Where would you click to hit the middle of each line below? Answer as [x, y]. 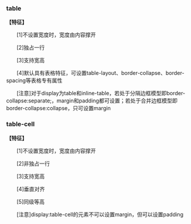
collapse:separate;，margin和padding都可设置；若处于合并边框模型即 [92, 101]
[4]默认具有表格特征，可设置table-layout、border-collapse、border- [101, 73]
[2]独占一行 [30, 48]
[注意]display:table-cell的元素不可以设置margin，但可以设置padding [100, 214]
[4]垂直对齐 [31, 189]
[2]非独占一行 [33, 164]
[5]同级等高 [30, 201]
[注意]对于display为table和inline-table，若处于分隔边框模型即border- [101, 93]
